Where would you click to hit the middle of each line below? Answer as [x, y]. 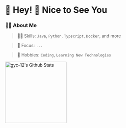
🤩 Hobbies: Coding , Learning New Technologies [64, 55]
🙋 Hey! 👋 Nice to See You [56, 10]
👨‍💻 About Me [21, 26]
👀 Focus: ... [30, 46]
